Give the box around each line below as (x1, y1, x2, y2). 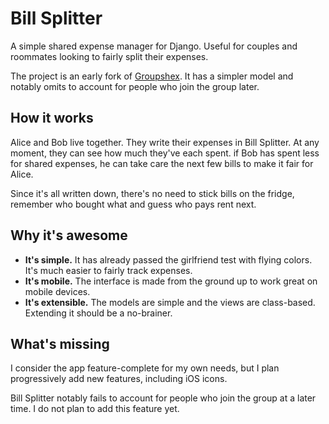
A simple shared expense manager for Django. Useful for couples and (10, 40, 298, 52)
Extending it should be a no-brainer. (24, 307, 173, 319)
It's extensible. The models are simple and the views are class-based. (24, 296, 316, 308)
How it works (10, 110, 94, 127)
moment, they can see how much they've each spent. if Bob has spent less (10, 147, 320, 159)
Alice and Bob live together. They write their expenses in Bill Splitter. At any (10, 136, 320, 148)
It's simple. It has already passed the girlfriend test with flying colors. (24, 253, 313, 266)
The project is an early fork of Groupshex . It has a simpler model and (10, 70, 294, 82)
